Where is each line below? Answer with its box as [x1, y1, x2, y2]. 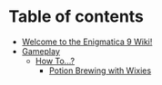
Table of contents [8, 6, 145, 27]
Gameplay [21, 45, 61, 56]
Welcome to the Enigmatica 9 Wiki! [21, 36, 153, 47]
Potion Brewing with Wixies [48, 65, 152, 76]
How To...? [35, 55, 75, 66]
